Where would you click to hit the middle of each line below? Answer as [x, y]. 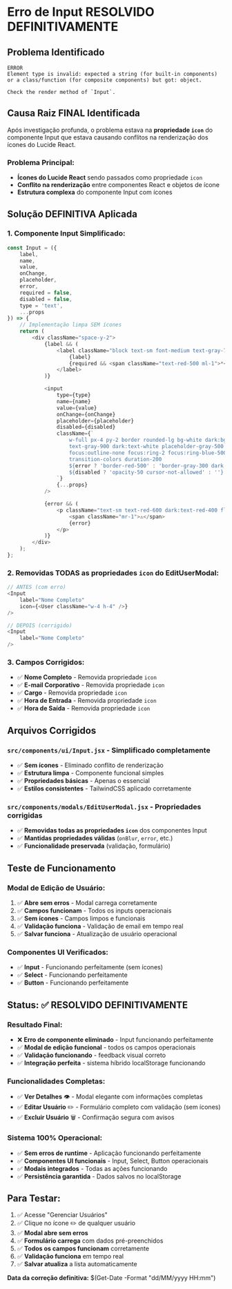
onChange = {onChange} [86, 414]
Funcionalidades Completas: [56, 1081]
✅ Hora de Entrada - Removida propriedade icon [87, 701]
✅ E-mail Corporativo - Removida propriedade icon [91, 685]
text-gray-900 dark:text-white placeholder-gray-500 [146, 447]
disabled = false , [46, 299]
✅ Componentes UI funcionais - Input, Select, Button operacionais [113, 1161]
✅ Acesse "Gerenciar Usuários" [62, 1215]
